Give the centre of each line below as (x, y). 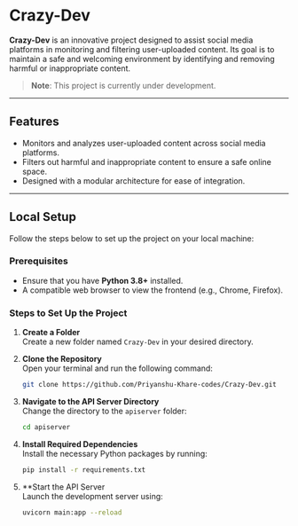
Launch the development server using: (93, 496)
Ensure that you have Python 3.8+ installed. (102, 280)
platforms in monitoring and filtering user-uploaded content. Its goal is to (142, 49)
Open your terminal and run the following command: (117, 368)
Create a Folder (51, 333)
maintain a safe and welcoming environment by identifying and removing (142, 59)
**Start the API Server (63, 487)
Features (34, 122)
